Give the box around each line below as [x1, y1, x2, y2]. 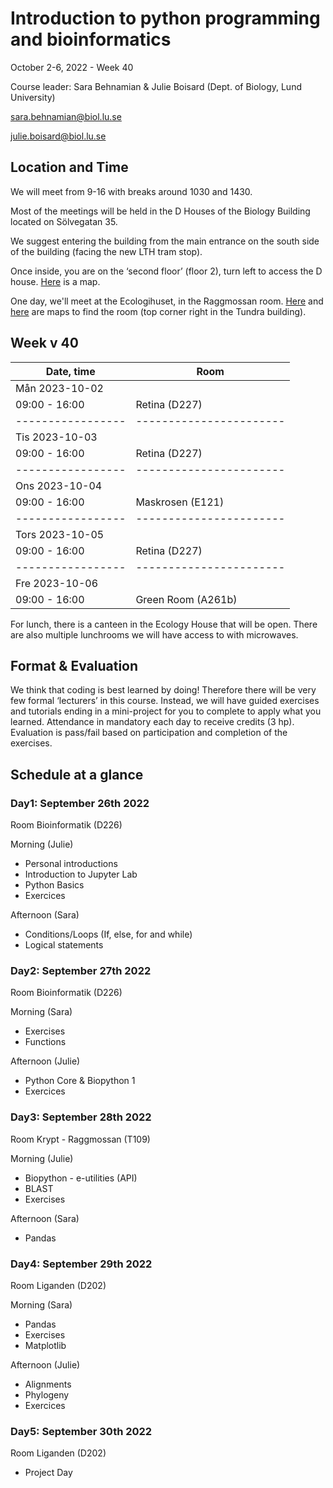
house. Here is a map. [10, 275, 101, 287]
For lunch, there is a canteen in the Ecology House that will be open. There [10, 618, 318, 630]
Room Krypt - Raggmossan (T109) [10, 1133, 151, 1145]
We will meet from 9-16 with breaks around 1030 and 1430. [10, 185, 253, 197]
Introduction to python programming [10, 7, 321, 30]
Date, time [45, 364, 96, 378]
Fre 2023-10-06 [15, 576, 99, 590]
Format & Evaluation [10, 657, 139, 674]
